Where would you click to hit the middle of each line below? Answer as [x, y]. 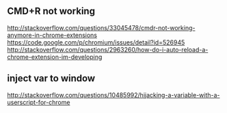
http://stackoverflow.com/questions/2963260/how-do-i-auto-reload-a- [108, 49]
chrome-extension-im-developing [55, 57]
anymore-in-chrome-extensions [52, 35]
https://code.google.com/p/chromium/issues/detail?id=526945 [96, 42]
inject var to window [51, 78]
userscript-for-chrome [39, 102]
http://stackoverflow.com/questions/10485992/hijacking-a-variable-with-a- [113, 95]
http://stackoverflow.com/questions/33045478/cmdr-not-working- [101, 27]
